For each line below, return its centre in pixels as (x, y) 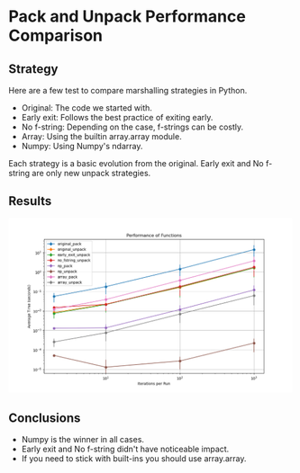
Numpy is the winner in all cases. (83, 440)
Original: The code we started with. (86, 108)
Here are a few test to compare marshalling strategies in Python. (128, 90)
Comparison (56, 36)
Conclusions (45, 418)
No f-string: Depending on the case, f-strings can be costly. (132, 127)
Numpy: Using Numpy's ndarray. (82, 146)
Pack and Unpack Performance (127, 17)
